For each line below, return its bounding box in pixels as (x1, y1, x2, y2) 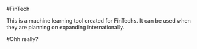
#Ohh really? (6, 36, 39, 42)
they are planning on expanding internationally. (6, 24, 125, 31)
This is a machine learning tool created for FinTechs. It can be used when (6, 17, 191, 24)
